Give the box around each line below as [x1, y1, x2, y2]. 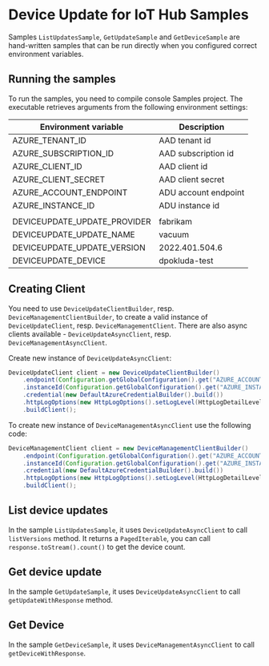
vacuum [159, 228, 190, 240]
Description [179, 121, 225, 132]
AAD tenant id [159, 135, 211, 146]
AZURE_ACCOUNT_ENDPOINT [12, 187, 128, 198]
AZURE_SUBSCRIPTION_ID [12, 147, 114, 159]
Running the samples [8, 72, 116, 86]
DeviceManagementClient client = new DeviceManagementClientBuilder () [8, 444, 249, 452]
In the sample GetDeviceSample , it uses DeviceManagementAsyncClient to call [8, 640, 255, 649]
